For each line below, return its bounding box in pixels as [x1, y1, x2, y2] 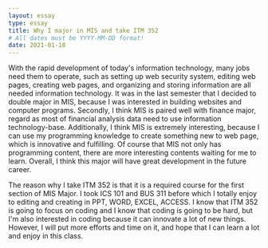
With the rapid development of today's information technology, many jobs [8, 63, 250, 73]
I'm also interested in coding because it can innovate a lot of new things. [8, 215, 246, 224]
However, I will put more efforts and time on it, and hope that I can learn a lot [8, 222, 260, 232]
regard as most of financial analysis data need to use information [8, 114, 222, 124]
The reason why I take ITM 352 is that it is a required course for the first [8, 180, 245, 190]
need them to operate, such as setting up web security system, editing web [8, 72, 257, 81]
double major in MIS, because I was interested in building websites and [8, 97, 242, 107]
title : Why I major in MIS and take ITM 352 [8, 26, 159, 34]
